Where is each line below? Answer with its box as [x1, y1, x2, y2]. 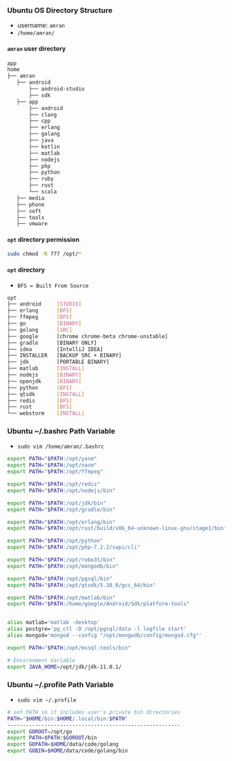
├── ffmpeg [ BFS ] [7, 314, 72, 321]
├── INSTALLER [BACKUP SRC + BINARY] [7, 352, 122, 359]
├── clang [28, 111, 57, 118]
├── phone [16, 201, 45, 208]
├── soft [16, 207, 41, 214]
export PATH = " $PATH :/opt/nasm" [7, 462, 97, 469]
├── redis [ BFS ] [7, 397, 72, 404]
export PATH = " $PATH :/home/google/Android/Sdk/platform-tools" [7, 601, 190, 608]
